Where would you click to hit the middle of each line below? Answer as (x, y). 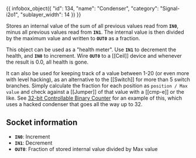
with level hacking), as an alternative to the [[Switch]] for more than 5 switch (98, 79)
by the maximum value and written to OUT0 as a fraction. (73, 38)
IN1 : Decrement (33, 143)
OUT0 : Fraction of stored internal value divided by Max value (86, 149)
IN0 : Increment (32, 136)
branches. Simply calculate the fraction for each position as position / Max (97, 86)
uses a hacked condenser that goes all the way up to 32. (74, 104)
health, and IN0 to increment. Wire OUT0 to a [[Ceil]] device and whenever (94, 56)
